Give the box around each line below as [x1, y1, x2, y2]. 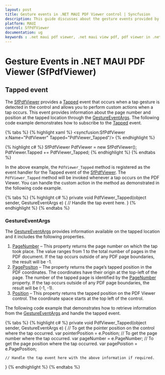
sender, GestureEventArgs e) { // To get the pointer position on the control [5, 325, 155, 331]
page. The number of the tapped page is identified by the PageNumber [12, 275, 156, 281]
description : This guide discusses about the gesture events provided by [5, 16, 160, 21]
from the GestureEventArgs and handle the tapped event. [5, 311, 121, 316]
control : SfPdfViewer [5, 26, 50, 31]
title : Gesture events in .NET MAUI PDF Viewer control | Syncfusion [5, 12, 151, 17]
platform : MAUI [5, 21, 36, 26]
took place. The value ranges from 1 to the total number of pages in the [12, 249, 156, 254]
